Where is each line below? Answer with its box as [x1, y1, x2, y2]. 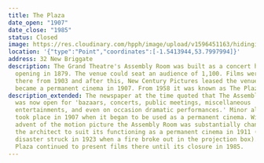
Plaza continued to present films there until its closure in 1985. [15, 143, 244, 150]
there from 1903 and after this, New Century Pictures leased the [15, 77, 237, 85]
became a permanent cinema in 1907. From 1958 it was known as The [15, 84, 241, 92]
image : [8, 41, 30, 49]
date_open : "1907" [8, 19, 68, 27]
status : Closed [8, 33, 58, 42]
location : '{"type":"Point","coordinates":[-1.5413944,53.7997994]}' [8, 48, 241, 56]
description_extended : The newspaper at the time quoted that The [8, 92, 230, 100]
